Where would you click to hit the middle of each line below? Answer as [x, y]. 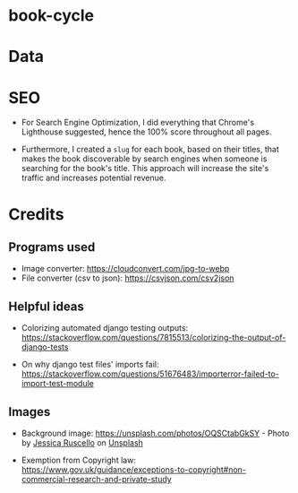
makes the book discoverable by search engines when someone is [144, 159]
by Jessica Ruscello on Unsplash [82, 442]
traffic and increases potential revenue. [94, 178]
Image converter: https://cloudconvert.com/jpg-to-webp [125, 269]
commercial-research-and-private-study [96, 479]
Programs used [52, 247]
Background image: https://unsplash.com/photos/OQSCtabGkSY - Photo [155, 433]
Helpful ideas [46, 306]
